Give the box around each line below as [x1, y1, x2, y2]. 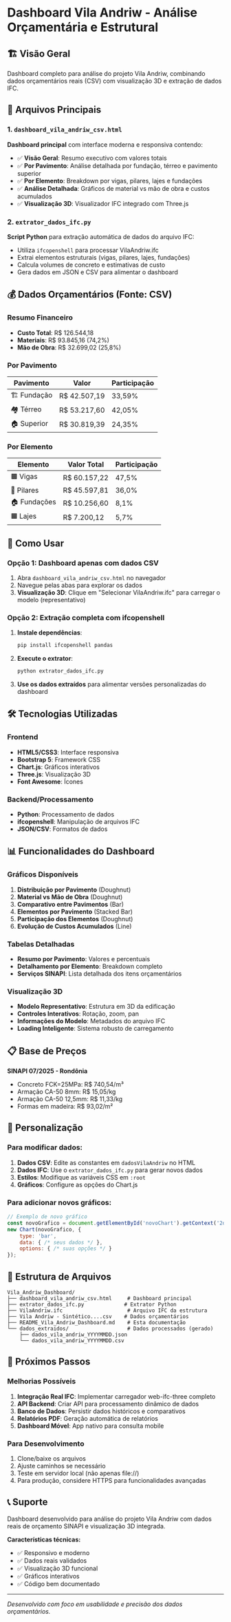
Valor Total [67, 460, 104, 469]
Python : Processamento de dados [16, 810, 115, 818]
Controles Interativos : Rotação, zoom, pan [16, 1009, 140, 1018]
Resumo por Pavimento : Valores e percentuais [16, 954, 151, 963]
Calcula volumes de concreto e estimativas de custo [16, 260, 166, 269]
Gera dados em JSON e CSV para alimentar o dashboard [16, 267, 179, 276]
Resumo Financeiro [7, 313, 74, 322]
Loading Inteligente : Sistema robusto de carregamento [16, 1025, 174, 1033]
